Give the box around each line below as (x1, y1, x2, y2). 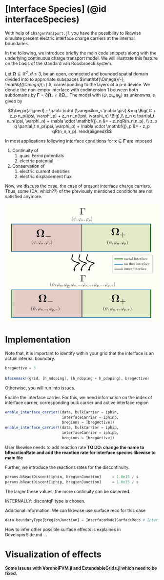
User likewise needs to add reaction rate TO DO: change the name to (5, 444, 144, 450)
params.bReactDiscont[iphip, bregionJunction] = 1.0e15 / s (5, 479, 139, 484)
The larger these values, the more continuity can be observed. (5, 488, 131, 494)
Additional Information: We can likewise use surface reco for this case (5, 507, 146, 513)
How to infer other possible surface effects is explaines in (5, 526, 121, 532)
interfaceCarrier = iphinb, (61, 415, 119, 420)
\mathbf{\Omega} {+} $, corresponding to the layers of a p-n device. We (5, 81, 150, 87)
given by (5, 98, 23, 104)
